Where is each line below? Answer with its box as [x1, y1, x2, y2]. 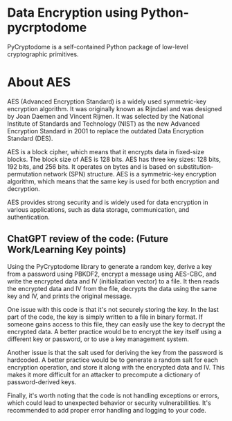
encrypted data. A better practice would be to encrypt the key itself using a [7, 327, 222, 336]
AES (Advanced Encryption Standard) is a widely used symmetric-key [7, 97, 206, 106]
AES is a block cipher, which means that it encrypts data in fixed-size [7, 147, 204, 156]
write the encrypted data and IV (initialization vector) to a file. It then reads [7, 276, 220, 286]
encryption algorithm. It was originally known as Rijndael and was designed [7, 104, 222, 113]
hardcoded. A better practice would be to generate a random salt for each [7, 356, 218, 364]
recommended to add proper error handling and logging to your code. [7, 406, 206, 414]
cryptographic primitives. [7, 50, 79, 58]
